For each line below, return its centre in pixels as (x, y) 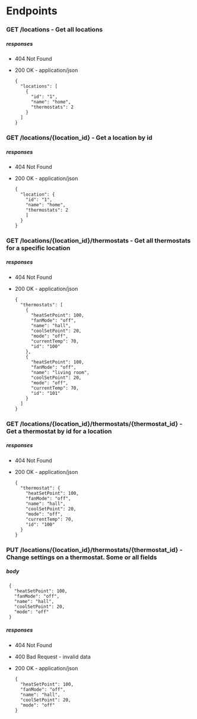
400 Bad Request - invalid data (53, 657)
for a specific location (38, 248)
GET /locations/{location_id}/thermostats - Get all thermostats (99, 240)
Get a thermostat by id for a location (59, 431)
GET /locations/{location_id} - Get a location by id (79, 138)
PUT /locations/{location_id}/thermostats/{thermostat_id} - (94, 550)
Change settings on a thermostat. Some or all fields (82, 557)
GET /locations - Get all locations (54, 30)
